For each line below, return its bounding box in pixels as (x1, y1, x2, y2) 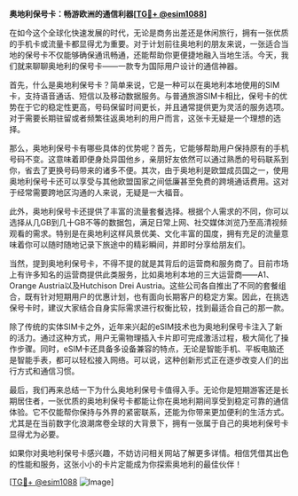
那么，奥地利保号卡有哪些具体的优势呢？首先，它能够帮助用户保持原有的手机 (9, 143, 289, 154)
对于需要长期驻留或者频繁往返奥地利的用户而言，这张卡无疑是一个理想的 (9, 113, 273, 123)
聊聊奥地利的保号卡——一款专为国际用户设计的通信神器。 (32, 61, 242, 71)
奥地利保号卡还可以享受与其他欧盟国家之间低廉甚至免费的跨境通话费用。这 (9, 177, 281, 186)
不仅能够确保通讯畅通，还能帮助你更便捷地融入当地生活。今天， (47, 50, 281, 60)
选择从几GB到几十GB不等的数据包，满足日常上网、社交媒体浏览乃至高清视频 (9, 217, 288, 227)
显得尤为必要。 (9, 429, 64, 439)
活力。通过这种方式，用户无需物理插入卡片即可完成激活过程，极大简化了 (16, 333, 281, 342)
